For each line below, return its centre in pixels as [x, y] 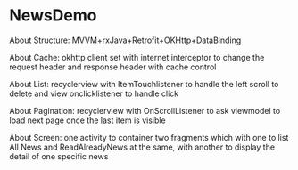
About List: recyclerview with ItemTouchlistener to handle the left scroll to [144, 84]
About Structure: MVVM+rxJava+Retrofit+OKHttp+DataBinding [125, 40]
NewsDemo [53, 16]
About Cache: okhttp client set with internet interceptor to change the [137, 57]
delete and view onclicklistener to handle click [94, 93]
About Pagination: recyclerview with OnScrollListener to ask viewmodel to [145, 110]
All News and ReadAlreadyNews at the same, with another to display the [142, 147]
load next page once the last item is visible [88, 120]
